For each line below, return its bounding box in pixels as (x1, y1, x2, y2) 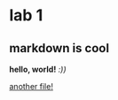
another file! (9, 81, 53, 91)
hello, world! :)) (9, 64, 67, 74)
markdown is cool (9, 41, 109, 56)
